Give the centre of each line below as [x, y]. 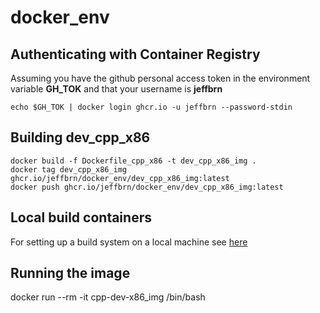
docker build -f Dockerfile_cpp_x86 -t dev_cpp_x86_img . [133, 161]
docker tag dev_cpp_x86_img [69, 169]
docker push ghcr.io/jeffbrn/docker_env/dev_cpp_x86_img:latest [147, 187]
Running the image [70, 273]
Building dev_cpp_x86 [80, 137]
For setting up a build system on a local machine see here [129, 242]
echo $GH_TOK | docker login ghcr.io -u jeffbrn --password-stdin [151, 107]
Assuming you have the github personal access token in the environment [160, 78]
